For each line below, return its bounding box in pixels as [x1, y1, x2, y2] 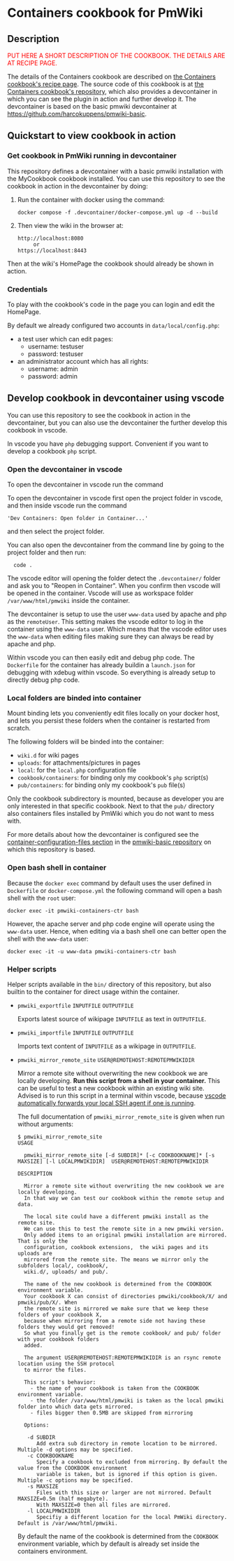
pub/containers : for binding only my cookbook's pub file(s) [17, 781, 186, 789]
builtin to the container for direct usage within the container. [7, 987, 180, 996]
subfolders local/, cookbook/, [17, 1262, 109, 1269]
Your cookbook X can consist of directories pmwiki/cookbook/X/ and [24, 1293, 228, 1300]
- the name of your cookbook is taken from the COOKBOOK [30, 1384, 200, 1392]
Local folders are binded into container [7, 693, 142, 703]
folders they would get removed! [17, 1323, 115, 1330]
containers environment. [17, 1547, 88, 1555]
